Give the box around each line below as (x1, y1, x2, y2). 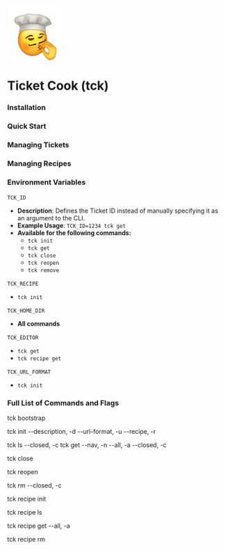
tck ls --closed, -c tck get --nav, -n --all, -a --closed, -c (7, 441, 167, 449)
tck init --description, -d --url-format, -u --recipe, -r (7, 428, 156, 436)
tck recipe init (7, 495, 47, 503)
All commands (17, 320, 60, 328)
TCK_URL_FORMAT (7, 369, 51, 376)
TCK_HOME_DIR (7, 307, 45, 314)
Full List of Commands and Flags (7, 398, 119, 408)
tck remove (27, 267, 60, 274)
